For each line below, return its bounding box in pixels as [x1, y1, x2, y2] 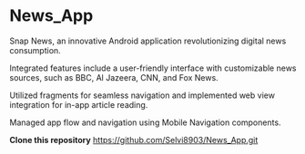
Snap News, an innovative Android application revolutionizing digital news [9, 35, 287, 46]
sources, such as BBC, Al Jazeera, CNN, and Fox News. [9, 72, 219, 82]
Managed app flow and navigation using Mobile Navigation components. [9, 117, 281, 128]
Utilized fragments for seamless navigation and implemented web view [9, 90, 276, 101]
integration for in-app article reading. [9, 99, 148, 110]
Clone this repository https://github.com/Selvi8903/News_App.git [9, 134, 259, 145]
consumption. [9, 44, 61, 55]
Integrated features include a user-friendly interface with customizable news [9, 63, 297, 73]
